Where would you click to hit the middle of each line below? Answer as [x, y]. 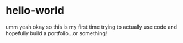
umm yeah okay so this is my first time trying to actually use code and [91, 27]
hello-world [35, 10]
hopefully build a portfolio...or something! [56, 33]
